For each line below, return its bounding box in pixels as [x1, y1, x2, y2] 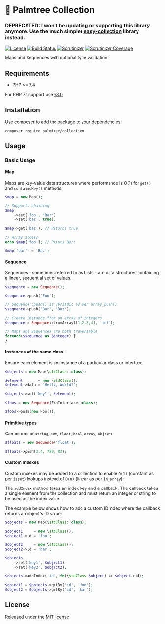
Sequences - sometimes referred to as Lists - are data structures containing [5, 270, 159, 275]
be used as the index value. [5, 496, 61, 502]
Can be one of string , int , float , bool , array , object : [5, 431, 112, 436]
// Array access [5, 235, 38, 240]
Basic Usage [5, 157, 36, 163]
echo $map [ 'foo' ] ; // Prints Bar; [5, 239, 76, 244]
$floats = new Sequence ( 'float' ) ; [5, 440, 76, 445]
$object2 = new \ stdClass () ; [5, 542, 74, 547]
